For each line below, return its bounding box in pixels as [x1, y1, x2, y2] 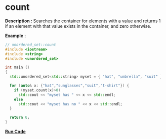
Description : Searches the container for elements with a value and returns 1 [5, 18, 161, 24]
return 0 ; [9, 115, 30, 120]
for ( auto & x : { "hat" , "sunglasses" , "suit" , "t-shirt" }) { [9, 83, 129, 88]
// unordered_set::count [5, 42, 56, 47]
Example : [5, 33, 26, 39]
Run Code [5, 129, 26, 135]
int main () [5, 65, 30, 70]
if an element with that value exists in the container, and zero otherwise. [5, 23, 152, 29]
